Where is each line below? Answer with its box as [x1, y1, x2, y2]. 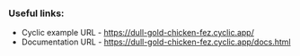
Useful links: [8, 7, 65, 20]
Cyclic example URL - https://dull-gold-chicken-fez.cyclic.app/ [21, 28, 255, 38]
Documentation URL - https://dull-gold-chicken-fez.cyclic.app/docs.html [21, 36, 291, 47]
